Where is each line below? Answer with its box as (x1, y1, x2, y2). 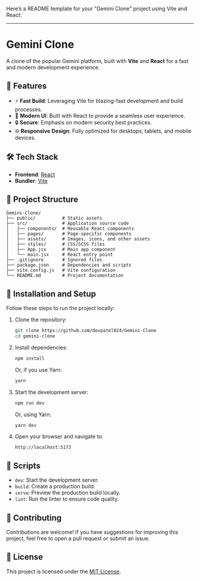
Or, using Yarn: (14, 411, 52, 418)
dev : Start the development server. (14, 476, 99, 484)
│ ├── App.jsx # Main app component (6, 246, 116, 252)
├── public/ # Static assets (6, 215, 102, 221)
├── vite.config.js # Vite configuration (6, 267, 116, 273)
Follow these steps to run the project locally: (6, 305, 115, 312)
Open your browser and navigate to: (14, 433, 104, 440)
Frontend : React (14, 171, 55, 178)
